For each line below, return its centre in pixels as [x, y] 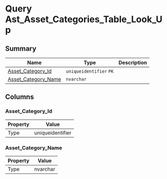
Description [133, 62]
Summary [21, 48]
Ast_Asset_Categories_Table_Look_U [84, 19]
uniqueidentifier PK [90, 71]
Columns [20, 97]
